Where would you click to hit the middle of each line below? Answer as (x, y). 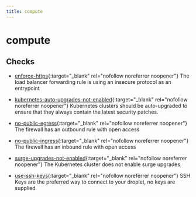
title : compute (25, 11)
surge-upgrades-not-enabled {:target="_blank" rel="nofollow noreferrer (101, 158)
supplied (25, 188)
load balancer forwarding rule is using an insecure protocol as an (93, 82)
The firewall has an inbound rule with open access (75, 147)
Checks (20, 62)
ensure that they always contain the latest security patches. (87, 112)
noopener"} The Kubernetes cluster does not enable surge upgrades (97, 164)
